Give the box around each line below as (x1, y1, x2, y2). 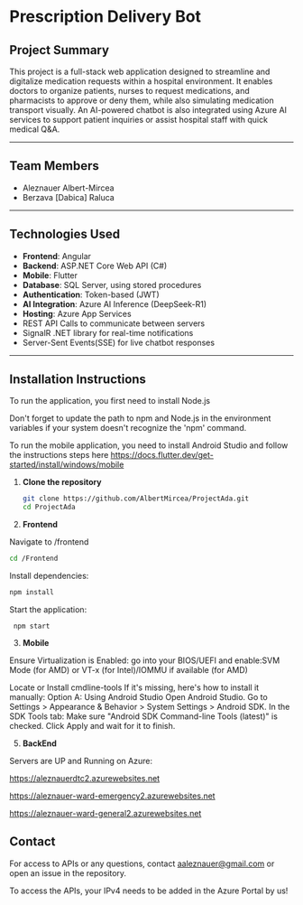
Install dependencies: (9, 571, 89, 582)
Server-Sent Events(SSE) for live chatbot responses (22, 337, 215, 348)
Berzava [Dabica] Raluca (22, 191, 115, 202)
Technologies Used (9, 227, 120, 242)
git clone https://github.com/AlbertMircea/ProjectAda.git (22, 494, 250, 503)
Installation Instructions (9, 372, 147, 387)
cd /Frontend (9, 554, 59, 564)
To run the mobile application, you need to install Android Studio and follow (9, 440, 289, 451)
